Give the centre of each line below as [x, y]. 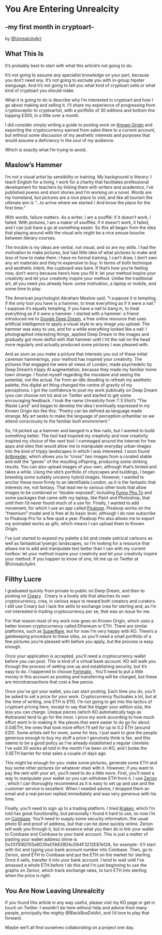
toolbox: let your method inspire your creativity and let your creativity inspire [81, 553]
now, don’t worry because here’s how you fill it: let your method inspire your [81, 273]
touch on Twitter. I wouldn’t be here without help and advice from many [76, 908]
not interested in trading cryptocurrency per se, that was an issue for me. [78, 612]
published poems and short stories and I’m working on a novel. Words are [78, 192]
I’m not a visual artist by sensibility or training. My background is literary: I [78, 176]
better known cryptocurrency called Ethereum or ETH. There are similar [76, 626]
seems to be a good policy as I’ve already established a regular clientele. [77, 743]
